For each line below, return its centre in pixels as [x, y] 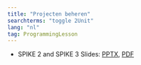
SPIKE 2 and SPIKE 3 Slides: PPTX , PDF [76, 54]
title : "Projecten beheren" [49, 14]
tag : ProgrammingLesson [43, 34]
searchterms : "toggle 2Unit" [51, 21]
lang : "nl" [23, 27]
